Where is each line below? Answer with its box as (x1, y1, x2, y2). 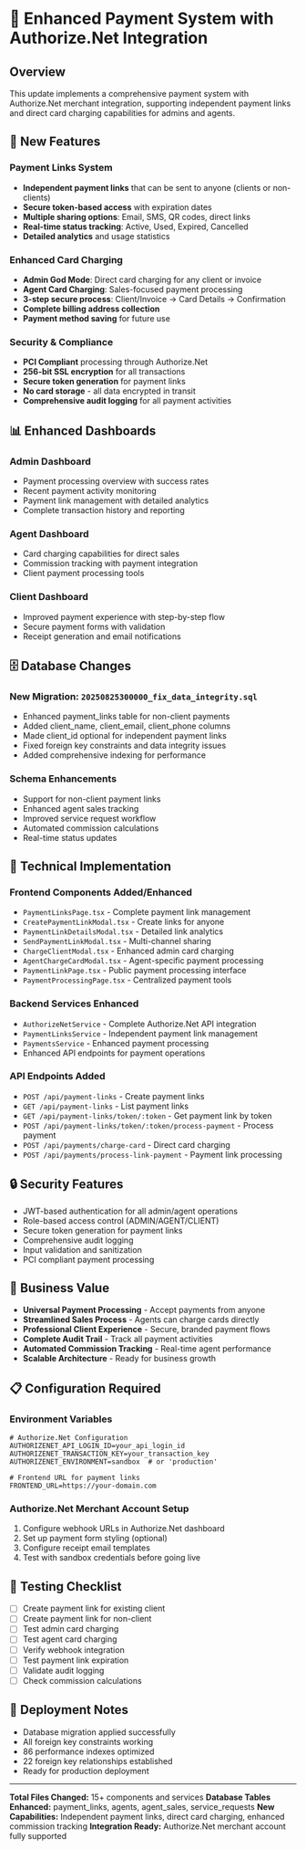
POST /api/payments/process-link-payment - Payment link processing (22, 1149, 282, 1160)
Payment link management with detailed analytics (22, 495, 209, 506)
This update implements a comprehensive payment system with (9, 89, 250, 99)
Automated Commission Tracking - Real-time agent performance (22, 1343, 271, 1354)
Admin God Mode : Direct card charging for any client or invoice (22, 274, 262, 285)
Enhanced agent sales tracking (22, 803, 139, 814)
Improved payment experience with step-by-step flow (22, 611, 226, 622)
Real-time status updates (22, 832, 117, 843)
